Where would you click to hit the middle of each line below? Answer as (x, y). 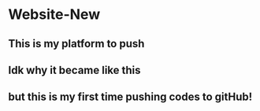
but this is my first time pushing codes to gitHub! (130, 97)
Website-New (54, 15)
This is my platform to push (76, 44)
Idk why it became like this (74, 70)
